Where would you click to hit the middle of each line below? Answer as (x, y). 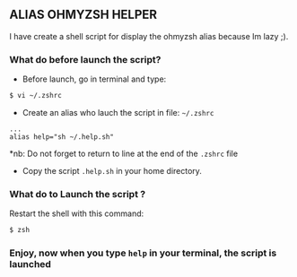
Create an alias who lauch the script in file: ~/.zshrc (118, 112)
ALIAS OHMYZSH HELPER (83, 15)
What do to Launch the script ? (78, 194)
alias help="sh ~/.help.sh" (62, 137)
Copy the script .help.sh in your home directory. (112, 170)
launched (31, 264)
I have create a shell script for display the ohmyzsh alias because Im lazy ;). (149, 36)
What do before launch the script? (85, 59)
